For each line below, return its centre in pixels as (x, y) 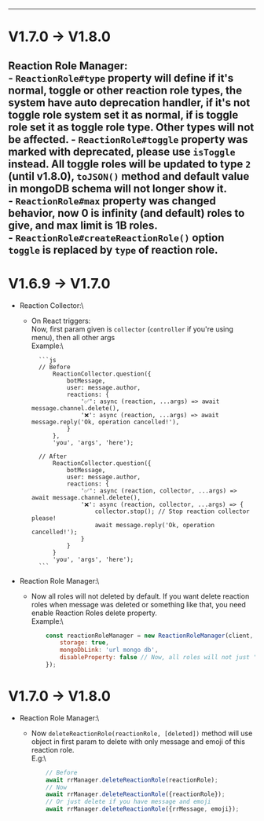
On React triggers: (61, 321)
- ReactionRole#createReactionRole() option (116, 238)
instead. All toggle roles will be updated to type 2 (130, 164)
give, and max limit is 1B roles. (83, 225)
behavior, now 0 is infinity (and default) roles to (126, 213)
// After (53, 456)
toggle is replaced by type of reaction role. (113, 249)
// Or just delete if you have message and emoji (128, 802)
